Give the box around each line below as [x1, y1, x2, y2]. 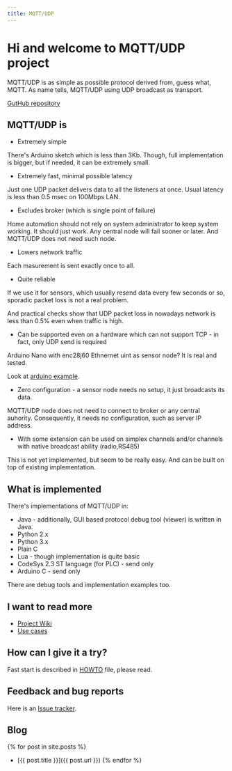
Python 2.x [17, 530, 49, 538]
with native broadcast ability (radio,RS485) [17, 442, 140, 451]
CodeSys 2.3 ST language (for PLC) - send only [17, 560, 154, 568]
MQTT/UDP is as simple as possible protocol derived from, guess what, [7, 78, 212, 86]
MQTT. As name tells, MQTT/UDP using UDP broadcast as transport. [7, 85, 204, 94]
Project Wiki [17, 619, 52, 628]
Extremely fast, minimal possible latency [17, 172, 133, 180]
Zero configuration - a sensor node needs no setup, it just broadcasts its [17, 386, 225, 394]
